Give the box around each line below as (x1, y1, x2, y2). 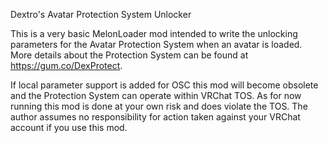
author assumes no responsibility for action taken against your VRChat (10, 111, 301, 123)
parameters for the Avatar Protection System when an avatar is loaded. (10, 39, 303, 50)
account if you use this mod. (10, 122, 128, 133)
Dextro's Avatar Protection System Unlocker (10, 9, 192, 20)
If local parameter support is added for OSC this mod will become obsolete (10, 79, 319, 91)
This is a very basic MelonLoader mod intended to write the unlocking (10, 28, 298, 39)
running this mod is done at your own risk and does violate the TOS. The (10, 100, 308, 112)
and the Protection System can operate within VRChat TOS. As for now (10, 90, 302, 101)
